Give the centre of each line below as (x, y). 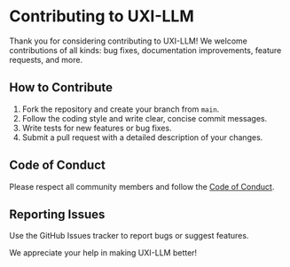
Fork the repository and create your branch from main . (121, 109)
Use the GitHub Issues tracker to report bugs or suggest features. (129, 236)
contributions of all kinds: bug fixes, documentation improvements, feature (145, 50)
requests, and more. (46, 59)
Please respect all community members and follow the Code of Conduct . (142, 186)
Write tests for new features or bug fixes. (97, 128)
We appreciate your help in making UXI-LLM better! (103, 253)
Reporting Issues (57, 214)
